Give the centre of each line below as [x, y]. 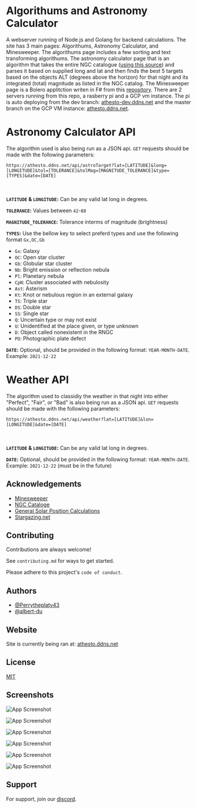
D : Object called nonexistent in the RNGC [64, 332]
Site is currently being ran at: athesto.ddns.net [62, 644]
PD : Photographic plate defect [50, 338]
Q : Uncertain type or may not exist [56, 319]
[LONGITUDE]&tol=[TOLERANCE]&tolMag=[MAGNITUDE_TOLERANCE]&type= [88, 171]
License [21, 662]
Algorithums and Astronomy [77, 11]
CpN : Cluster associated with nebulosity [62, 282]
